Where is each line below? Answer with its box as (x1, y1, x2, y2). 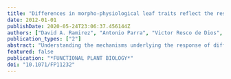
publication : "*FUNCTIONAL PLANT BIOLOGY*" (7, 55, 134, 62)
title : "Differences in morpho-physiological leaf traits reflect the (7, 10, 214, 17)
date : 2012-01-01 (7, 16, 57, 23)
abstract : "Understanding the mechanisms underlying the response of (7, 42, 211, 49)
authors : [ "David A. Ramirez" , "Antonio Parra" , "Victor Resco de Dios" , (7, 29, 223, 36)
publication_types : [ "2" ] (7, 36, 81, 43)
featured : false (7, 49, 54, 56)
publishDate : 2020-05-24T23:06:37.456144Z (7, 23, 131, 30)
